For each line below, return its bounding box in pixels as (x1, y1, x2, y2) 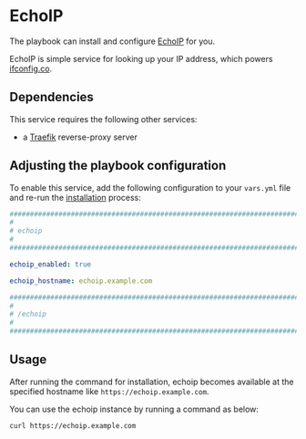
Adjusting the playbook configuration (9, 158, 227, 173)
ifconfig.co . (9, 63, 53, 74)
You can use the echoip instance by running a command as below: (9, 403, 260, 414)
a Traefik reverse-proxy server (22, 131, 138, 142)
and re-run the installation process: (9, 192, 141, 203)
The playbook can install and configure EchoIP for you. (9, 36, 216, 47)
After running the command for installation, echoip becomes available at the (9, 376, 294, 387)
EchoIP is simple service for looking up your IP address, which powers (9, 53, 273, 64)
